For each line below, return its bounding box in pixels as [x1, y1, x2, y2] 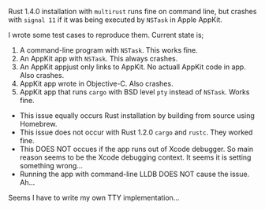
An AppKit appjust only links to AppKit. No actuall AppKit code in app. [19, 62, 246, 72]
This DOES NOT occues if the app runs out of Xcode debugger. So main [19, 145, 254, 153]
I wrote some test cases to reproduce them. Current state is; [8, 31, 204, 39]
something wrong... [19, 161, 83, 170]
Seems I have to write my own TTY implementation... [8, 193, 180, 202]
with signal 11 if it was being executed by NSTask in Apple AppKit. [8, 15, 223, 24]
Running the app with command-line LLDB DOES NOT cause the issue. [19, 169, 250, 179]
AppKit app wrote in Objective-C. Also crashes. [19, 79, 174, 88]
